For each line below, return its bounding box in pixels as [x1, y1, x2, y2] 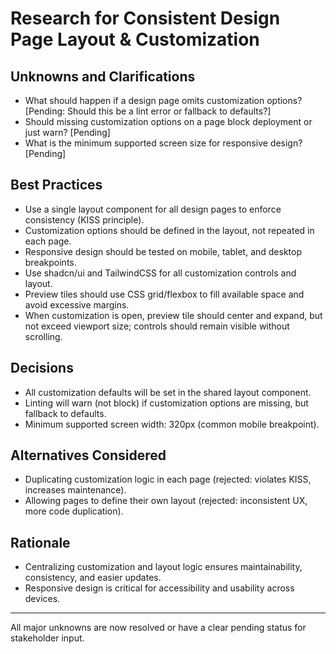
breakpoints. [24, 256, 77, 268]
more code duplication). [24, 505, 124, 517]
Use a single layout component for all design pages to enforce [24, 203, 282, 215]
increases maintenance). [24, 484, 127, 496]
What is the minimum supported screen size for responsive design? [24, 137, 303, 149]
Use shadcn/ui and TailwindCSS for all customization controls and [24, 267, 297, 279]
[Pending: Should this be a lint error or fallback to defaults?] [24, 105, 272, 117]
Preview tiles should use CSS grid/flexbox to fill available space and [24, 288, 305, 300]
